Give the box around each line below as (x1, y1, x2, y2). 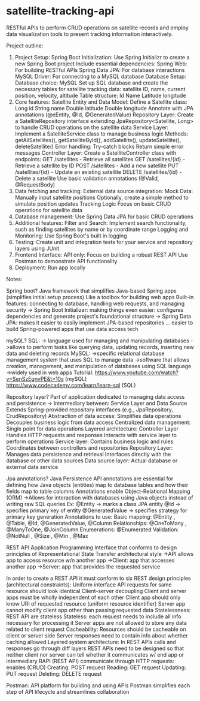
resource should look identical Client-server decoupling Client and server (6, 587, 187, 594)
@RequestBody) (14, 181, 56, 188)
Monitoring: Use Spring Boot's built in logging (14, 232, 127, 239)
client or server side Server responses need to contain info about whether (6, 631, 188, 639)
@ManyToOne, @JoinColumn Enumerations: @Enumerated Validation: (6, 526, 179, 533)
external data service (6, 463, 59, 470)
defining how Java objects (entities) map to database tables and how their (6, 481, 189, 488)
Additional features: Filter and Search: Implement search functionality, (14, 219, 187, 226)
